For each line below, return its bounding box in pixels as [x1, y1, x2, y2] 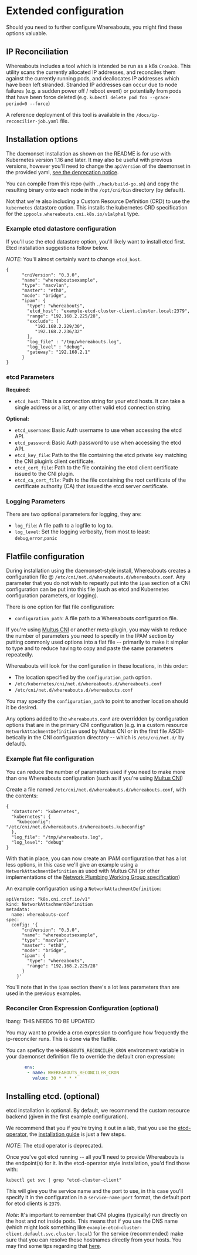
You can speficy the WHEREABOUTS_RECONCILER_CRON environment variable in [6, 1046, 185, 1054]
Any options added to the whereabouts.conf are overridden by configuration [6, 715, 189, 722]
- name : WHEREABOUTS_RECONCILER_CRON [27, 1070, 119, 1075]
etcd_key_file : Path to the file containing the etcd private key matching [14, 452, 188, 459]
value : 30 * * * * [32, 1075, 77, 1081]
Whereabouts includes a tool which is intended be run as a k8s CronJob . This [6, 62, 191, 69]
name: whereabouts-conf [11, 911, 69, 918]
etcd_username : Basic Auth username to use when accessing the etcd [14, 427, 182, 434]
